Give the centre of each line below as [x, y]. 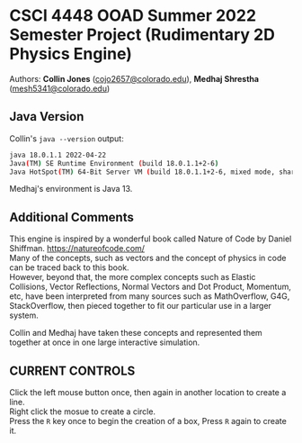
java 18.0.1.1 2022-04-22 [58, 155]
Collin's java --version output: [67, 138]
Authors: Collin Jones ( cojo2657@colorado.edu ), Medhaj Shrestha [134, 78]
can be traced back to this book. [69, 267]
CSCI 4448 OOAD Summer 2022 [133, 16]
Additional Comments [72, 217]
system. [24, 315]
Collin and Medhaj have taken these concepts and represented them [136, 333]
